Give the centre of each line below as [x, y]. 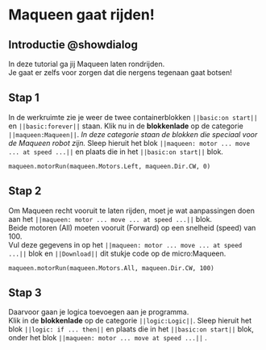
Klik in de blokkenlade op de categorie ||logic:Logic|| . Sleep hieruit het [130, 321]
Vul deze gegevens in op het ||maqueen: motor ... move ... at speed [125, 244]
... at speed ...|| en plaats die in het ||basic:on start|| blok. [116, 152]
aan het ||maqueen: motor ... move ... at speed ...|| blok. [110, 219]
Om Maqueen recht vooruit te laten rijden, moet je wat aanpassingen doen [132, 210]
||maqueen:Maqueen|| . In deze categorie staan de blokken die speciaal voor [133, 134]
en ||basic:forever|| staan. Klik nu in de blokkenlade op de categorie [126, 126]
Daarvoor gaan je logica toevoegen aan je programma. [99, 312]
